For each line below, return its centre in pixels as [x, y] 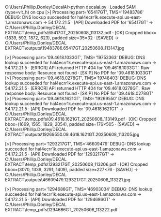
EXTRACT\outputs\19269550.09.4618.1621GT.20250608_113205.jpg [72, 134]
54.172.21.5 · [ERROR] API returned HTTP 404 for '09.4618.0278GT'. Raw [78, 88]
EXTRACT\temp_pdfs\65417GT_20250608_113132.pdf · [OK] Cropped [74, 33]
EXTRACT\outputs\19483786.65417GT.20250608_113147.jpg [65, 48]
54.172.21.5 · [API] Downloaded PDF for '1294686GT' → [60, 199]
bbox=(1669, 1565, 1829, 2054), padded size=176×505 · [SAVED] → [72, 124]
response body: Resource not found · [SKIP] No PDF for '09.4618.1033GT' [79, 73]
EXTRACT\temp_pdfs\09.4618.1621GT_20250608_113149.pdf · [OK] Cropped [81, 119]
